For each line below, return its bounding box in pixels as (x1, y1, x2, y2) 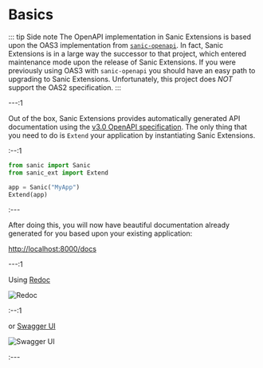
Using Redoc (8, 275, 50, 284)
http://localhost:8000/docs (8, 245, 97, 254)
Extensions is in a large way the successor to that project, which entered (8, 49, 247, 58)
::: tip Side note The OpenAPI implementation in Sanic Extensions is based (8, 32, 252, 41)
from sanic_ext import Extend (8, 169, 109, 177)
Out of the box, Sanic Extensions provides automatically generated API (8, 113, 241, 123)
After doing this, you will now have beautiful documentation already (8, 221, 230, 230)
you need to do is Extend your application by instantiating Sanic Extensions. (8, 130, 256, 140)
